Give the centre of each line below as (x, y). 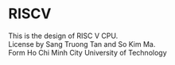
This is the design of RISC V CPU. (63, 36)
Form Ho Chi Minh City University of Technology (87, 52)
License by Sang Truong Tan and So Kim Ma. (82, 44)
